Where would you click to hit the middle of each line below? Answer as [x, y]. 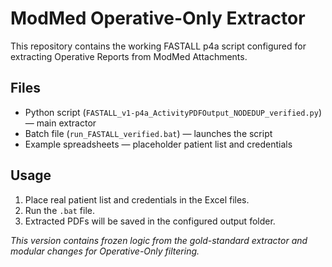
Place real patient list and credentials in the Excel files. [137, 199]
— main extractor [60, 123]
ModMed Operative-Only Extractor [158, 18]
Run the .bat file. [60, 210]
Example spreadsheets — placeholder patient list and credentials [158, 144]
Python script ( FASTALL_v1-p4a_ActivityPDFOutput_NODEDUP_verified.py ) [173, 112]
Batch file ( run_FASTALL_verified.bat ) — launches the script [148, 133]
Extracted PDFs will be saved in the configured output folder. [150, 221]
